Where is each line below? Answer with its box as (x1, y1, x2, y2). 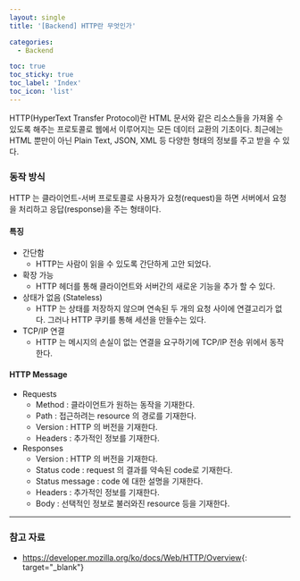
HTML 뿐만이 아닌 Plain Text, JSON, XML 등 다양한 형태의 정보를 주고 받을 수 (9, 135, 281, 146)
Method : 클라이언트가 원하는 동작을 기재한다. (35, 400, 196, 410)
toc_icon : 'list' (9, 87, 74, 96)
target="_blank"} (21, 561, 85, 572)
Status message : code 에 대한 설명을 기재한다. (35, 476, 204, 487)
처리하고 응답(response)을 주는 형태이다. (18, 204, 162, 215)
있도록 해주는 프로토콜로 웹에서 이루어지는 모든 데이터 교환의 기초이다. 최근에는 (9, 123, 284, 134)
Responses (21, 443, 64, 454)
